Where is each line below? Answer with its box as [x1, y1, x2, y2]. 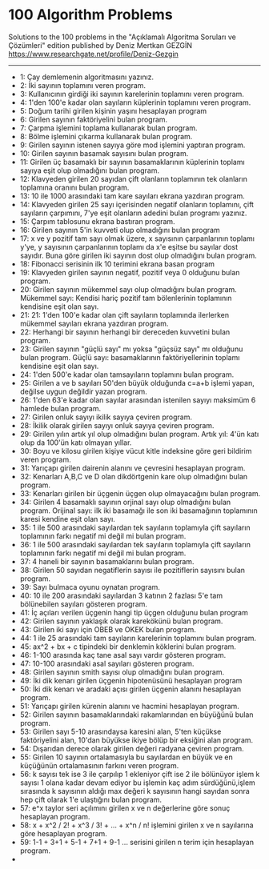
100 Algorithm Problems [8, 6, 174, 24]
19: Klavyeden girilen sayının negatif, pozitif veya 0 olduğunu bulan [19, 267, 240, 277]
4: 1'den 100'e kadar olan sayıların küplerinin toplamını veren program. [19, 98, 251, 107]
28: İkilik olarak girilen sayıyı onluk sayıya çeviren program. [19, 420, 215, 430]
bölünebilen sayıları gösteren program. [19, 599, 148, 609]
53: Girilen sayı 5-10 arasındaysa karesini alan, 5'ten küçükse [19, 727, 222, 736]
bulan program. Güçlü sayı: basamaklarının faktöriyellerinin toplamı [19, 352, 240, 362]
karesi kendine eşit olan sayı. [19, 514, 116, 523]
